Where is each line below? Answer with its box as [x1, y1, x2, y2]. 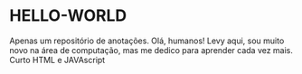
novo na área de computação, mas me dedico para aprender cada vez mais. [9, 44, 294, 55]
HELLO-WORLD [9, 5, 127, 26]
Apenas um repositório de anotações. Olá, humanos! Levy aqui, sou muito [9, 35, 285, 46]
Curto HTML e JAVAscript [9, 54, 106, 65]
